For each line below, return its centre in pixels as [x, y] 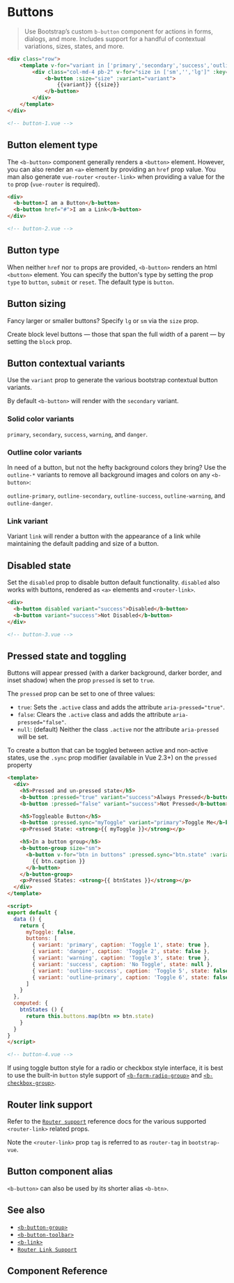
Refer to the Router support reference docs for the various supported [107, 1121]
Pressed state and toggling [67, 656]
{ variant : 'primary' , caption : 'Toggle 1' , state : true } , [121, 945]
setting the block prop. [40, 341]
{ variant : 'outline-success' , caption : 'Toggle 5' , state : [121, 971]
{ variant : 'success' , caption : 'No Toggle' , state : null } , [123, 964]
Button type [33, 250]
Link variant [28, 521]
